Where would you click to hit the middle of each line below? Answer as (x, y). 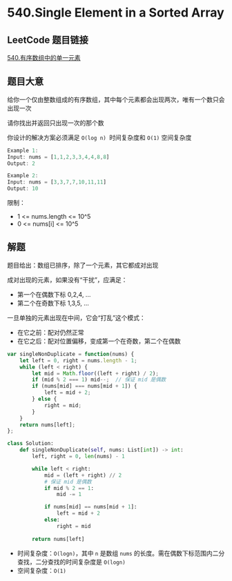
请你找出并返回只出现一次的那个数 (56, 123)
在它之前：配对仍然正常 (50, 332)
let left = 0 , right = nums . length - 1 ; (78, 360)
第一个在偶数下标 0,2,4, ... (54, 294)
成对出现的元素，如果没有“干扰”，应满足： (67, 279)
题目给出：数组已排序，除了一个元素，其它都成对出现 (83, 265)
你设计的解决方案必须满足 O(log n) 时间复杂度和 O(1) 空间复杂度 (99, 137)
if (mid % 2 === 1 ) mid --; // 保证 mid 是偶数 (99, 380)
